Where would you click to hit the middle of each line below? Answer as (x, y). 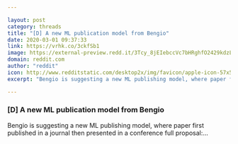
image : (17, 53)
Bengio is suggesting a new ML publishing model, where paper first (106, 125)
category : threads (34, 26)
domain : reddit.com (36, 60)
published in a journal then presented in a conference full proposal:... (108, 133)
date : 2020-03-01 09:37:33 (47, 40)
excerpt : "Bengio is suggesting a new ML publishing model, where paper (117, 79)
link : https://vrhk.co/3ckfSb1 (53, 47)
